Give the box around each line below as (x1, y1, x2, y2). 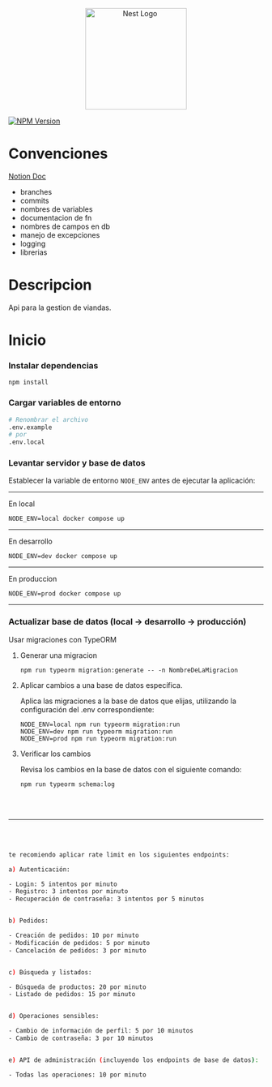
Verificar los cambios (19, 749, 91, 758)
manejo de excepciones (19, 230, 100, 239)
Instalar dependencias (8, 359, 99, 371)
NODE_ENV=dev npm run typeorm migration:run (19, 727, 173, 736)
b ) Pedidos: (8, 917, 49, 925)
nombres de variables (19, 204, 93, 214)
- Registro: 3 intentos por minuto (8, 887, 129, 896)
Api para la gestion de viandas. (8, 303, 112, 312)
